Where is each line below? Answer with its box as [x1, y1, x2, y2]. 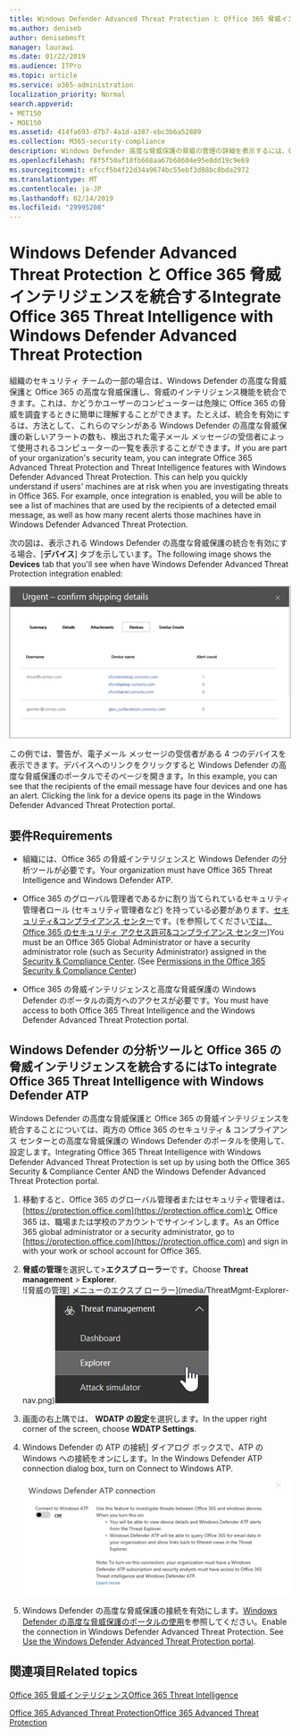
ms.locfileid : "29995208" [9, 203, 105, 212]
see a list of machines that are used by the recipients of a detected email [9, 500, 277, 511]
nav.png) [21, 1394, 55, 1405]
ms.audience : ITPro [9, 62, 82, 71]
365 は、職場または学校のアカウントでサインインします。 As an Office [21, 1216, 279, 1227]
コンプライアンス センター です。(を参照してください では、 [57, 915, 272, 926]
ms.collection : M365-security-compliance [9, 137, 166, 147]
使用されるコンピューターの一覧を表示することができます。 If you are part [16, 443, 287, 454]
